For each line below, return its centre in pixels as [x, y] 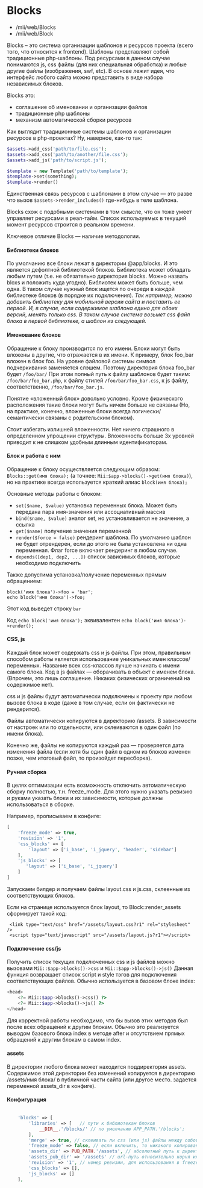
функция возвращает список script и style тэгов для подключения [92, 975]
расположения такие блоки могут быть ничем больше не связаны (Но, [98, 405]
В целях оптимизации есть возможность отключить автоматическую [96, 785]
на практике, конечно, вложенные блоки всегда [69, 411]
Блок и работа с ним [34, 456]
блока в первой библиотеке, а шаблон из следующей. [77, 321]
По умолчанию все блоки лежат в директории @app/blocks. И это [92, 263]
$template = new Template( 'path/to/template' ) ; [68, 171]
